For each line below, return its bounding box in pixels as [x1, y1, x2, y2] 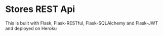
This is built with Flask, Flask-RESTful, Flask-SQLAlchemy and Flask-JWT [5, 20, 158, 26]
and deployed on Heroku [5, 25, 57, 31]
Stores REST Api [5, 3, 75, 15]
